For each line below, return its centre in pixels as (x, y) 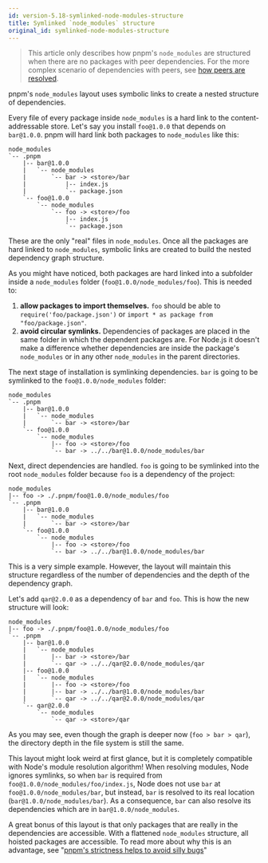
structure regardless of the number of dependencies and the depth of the (129, 575)
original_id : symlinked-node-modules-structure (89, 30)
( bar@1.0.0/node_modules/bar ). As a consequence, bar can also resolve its (130, 801)
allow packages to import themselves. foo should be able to (120, 306)
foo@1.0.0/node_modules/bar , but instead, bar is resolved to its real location (132, 792)
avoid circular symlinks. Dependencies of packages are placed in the (135, 331)
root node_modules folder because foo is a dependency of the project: (122, 475)
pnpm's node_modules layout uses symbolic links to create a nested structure (134, 94)
